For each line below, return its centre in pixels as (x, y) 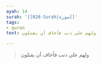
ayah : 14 (17, 11)
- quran (16, 28)
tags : (13, 22)
